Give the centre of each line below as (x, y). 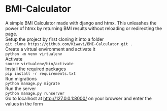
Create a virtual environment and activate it (50, 49)
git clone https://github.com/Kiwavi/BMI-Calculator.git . (69, 44)
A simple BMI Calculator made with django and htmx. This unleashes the (81, 23)
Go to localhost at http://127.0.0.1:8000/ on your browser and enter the (79, 98)
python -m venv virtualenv (34, 54)
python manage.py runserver (35, 93)
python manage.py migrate (32, 84)
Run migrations (21, 78)
